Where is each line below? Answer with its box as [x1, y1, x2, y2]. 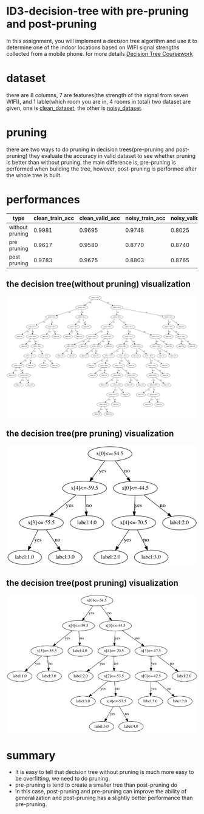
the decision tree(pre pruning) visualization [6, 429, 174, 439]
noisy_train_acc [125, 214, 166, 222]
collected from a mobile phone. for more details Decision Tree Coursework [6, 50, 193, 57]
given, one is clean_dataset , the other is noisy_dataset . [6, 104, 143, 112]
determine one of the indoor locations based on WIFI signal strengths [6, 44, 180, 51]
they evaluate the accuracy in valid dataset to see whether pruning [29, 152, 196, 159]
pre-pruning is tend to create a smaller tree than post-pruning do [15, 781, 178, 789]
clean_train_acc [33, 214, 75, 222]
